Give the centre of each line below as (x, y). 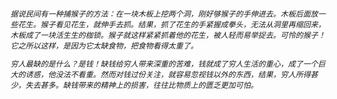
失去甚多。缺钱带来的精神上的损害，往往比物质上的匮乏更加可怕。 (142, 84)
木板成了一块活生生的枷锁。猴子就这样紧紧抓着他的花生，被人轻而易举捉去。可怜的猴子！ (168, 34)
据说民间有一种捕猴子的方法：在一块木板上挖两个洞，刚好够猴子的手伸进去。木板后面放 (164, 13)
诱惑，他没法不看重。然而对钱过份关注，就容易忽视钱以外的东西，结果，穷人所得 (168, 74)
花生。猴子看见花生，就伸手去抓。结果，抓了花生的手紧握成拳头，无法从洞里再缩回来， (172, 24)
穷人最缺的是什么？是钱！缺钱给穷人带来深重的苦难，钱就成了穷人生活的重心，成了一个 (164, 63)
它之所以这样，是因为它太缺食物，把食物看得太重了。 (104, 45)
